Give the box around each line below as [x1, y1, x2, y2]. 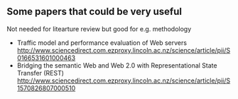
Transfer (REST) [16, 68, 65, 77]
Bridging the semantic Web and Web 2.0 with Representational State [16, 61, 217, 70]
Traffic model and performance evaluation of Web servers [16, 38, 188, 47]
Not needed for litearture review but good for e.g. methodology [6, 24, 192, 33]
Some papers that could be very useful [6, 6, 183, 18]
